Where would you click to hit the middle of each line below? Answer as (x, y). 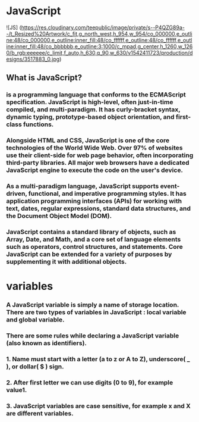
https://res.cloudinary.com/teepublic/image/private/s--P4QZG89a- (103, 27)
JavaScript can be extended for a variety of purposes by (89, 254)
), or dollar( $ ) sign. (35, 366)
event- (170, 186)
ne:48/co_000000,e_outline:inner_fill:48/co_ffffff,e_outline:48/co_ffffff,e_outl (99, 40)
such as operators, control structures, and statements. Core (94, 247)
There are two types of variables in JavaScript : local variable (96, 312)
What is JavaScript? (44, 78)
